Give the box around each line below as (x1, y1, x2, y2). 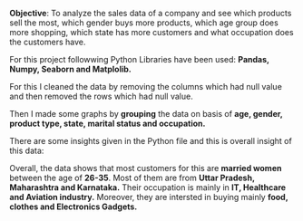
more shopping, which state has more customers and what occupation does (9, 27, 294, 37)
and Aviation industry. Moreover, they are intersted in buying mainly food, (9, 192, 288, 202)
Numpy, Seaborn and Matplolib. (9, 63, 132, 74)
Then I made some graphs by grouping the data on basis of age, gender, (9, 109, 283, 119)
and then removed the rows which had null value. (9, 91, 193, 101)
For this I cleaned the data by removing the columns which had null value (9, 82, 283, 91)
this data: (9, 145, 44, 156)
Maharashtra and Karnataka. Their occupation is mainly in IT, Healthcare (9, 182, 287, 193)
